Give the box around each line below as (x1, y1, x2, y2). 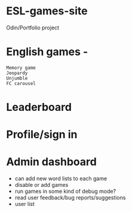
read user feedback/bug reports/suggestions (14, 194, 126, 201)
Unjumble (6, 75, 28, 81)
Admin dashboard (6, 155, 97, 169)
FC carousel (6, 80, 36, 86)
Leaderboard (6, 101, 72, 114)
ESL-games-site (6, 4, 88, 18)
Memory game (6, 65, 36, 71)
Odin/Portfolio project (6, 24, 60, 31)
